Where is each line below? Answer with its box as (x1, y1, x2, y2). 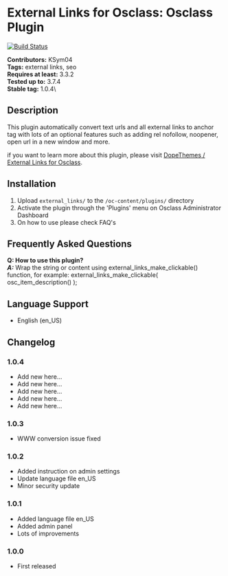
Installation (7, 178, 56, 190)
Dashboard (16, 211, 49, 219)
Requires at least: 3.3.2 (7, 70, 74, 78)
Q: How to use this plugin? (7, 256, 84, 265)
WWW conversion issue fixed (16, 434, 101, 443)
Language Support (7, 298, 89, 310)
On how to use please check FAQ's (16, 218, 117, 226)
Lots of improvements (16, 529, 80, 538)
